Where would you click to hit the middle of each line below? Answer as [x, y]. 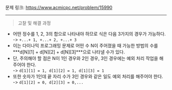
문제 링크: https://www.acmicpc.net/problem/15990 [59, 7]
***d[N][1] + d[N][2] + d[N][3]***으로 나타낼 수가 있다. [69, 52]
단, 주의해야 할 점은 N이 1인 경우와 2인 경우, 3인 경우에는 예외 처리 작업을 [85, 58]
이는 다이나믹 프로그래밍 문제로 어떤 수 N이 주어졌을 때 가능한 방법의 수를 [85, 46]
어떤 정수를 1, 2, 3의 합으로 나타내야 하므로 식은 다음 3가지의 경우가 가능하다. [89, 34]
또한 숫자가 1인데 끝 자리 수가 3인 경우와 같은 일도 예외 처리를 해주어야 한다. [88, 76]
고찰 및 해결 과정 [34, 23]
